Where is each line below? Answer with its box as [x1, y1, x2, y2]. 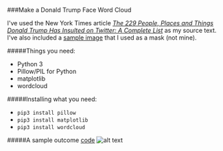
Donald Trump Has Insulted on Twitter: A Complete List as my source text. [7, 27, 217, 34]
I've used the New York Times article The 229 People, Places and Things [7, 19, 214, 27]
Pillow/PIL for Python [16, 68, 77, 75]
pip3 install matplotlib [16, 117, 89, 124]
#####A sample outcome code [7, 136, 95, 144]
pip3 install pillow [16, 109, 76, 116]
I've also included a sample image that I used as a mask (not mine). [7, 33, 197, 42]
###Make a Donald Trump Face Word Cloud [7, 6, 132, 14]
